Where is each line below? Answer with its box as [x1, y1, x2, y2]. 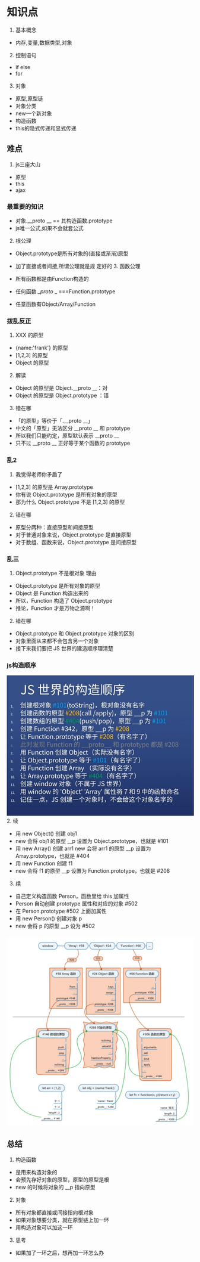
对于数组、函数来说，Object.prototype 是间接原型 [15, 538, 137, 545]
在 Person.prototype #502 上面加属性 [15, 907, 107, 914]
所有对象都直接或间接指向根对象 [15, 1208, 94, 1216]
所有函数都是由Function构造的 [15, 275, 89, 283]
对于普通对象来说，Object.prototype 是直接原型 [15, 531, 132, 538]
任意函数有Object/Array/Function [15, 300, 96, 308]
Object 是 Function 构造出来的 [15, 590, 88, 597]
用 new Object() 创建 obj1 [15, 830, 77, 837]
